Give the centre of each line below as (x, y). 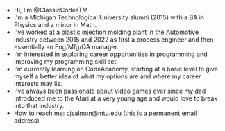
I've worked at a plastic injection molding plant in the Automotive (106, 32)
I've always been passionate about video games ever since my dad (110, 91)
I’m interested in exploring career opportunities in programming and (110, 54)
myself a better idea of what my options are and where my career (107, 76)
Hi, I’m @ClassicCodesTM (51, 10)
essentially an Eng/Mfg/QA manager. (66, 47)
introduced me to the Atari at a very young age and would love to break (116, 98)
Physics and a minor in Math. (55, 25)
